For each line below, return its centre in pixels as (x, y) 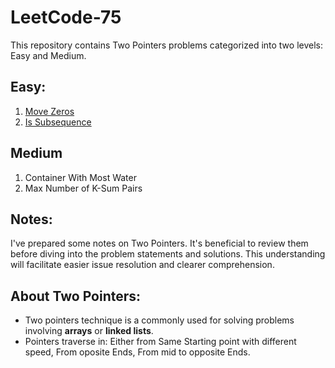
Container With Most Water (80, 177)
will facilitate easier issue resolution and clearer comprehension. (142, 265)
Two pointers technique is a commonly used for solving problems (159, 320)
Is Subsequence (58, 122)
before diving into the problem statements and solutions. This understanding (168, 254)
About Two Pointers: (76, 296)
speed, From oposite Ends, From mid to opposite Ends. (137, 352)
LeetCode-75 (66, 17)
